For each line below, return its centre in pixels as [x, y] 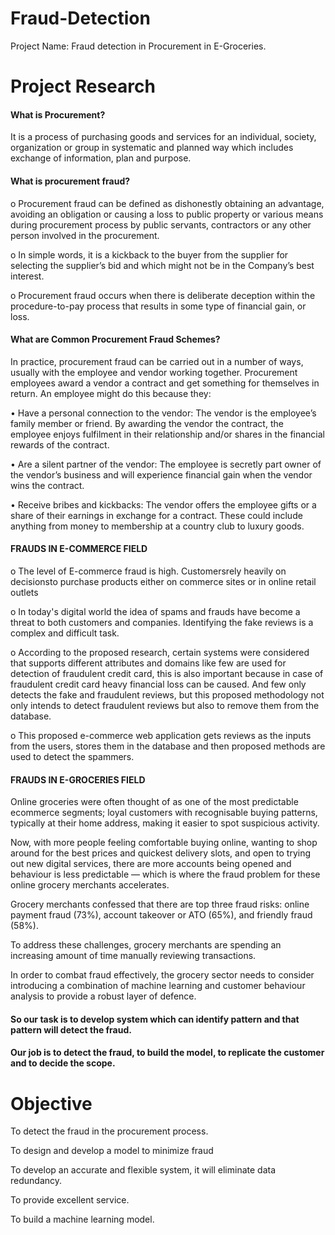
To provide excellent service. [70, 1200]
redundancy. [36, 1181]
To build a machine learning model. [82, 1219]
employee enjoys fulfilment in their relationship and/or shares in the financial [167, 434]
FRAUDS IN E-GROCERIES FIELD [78, 779]
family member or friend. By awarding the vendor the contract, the [147, 423]
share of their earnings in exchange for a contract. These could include [156, 515]
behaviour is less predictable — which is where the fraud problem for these [165, 874]
